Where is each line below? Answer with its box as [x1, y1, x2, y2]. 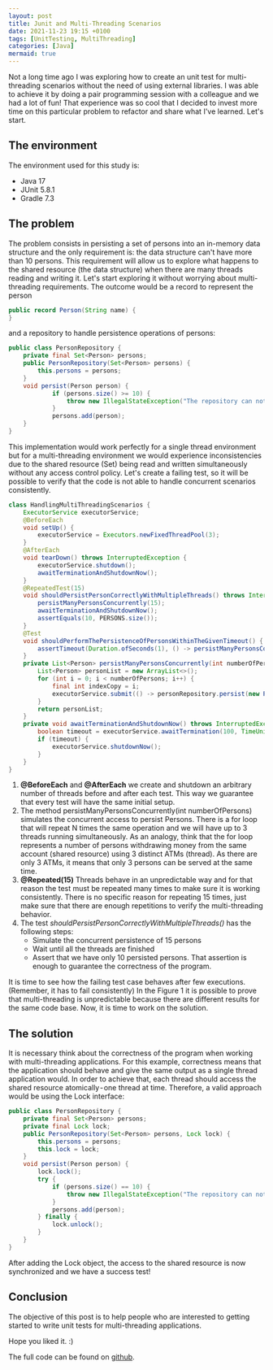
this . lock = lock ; [37, 1145, 100, 1153]
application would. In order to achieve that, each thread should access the [8, 1074, 257, 1084]
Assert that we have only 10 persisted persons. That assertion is [32, 953, 247, 963]
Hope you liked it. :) [8, 1336, 74, 1346]
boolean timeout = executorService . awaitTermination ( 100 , [37, 728, 238, 736]
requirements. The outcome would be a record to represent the [41, 281, 253, 291]
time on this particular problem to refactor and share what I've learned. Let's [8, 107, 264, 116]
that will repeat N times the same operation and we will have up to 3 [19, 823, 248, 833]
